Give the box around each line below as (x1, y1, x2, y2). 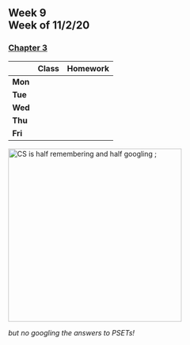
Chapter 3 (8, 43, 47, 54)
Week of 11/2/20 (8, 19, 90, 32)
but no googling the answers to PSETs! (8, 328, 135, 337)
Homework (66, 63, 109, 74)
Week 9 (8, 6, 47, 20)
